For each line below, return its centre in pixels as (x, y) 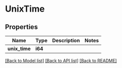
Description (66, 41)
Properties (21, 27)
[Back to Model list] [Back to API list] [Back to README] (61, 61)
